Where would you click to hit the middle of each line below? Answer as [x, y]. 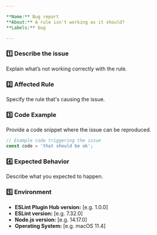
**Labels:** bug [26, 28]
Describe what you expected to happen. [55, 176]
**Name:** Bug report [33, 16]
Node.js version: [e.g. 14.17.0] [51, 219]
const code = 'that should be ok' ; [50, 146]
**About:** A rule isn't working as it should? [66, 22]
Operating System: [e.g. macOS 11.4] [60, 226]
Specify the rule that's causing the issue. [56, 99]
